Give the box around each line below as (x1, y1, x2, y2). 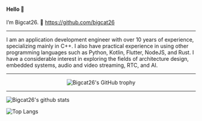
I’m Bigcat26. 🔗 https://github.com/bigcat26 (6, 19, 115, 26)
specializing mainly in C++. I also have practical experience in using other (6, 43, 189, 50)
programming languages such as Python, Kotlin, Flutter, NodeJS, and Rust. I (6, 49, 194, 56)
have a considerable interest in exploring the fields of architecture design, (6, 55, 189, 63)
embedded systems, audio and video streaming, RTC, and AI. (6, 61, 158, 69)
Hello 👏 (6, 5, 25, 13)
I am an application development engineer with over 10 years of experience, (6, 36, 194, 43)
